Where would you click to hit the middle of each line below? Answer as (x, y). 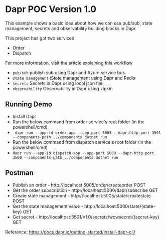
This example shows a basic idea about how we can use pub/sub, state (79, 23)
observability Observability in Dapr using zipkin (62, 88)
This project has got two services (40, 38)
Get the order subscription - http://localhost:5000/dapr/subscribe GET (85, 190)
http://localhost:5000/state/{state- (120, 206)
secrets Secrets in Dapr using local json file (57, 83)
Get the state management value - (48, 206)
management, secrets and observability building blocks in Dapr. (71, 28)
